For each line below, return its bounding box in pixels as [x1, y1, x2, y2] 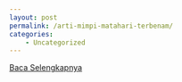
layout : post [9, 12, 58, 22]
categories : [9, 29, 54, 38]
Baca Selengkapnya [9, 62, 83, 73]
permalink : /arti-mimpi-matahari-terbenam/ [9, 21, 174, 30]
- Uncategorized [25, 37, 87, 47]
